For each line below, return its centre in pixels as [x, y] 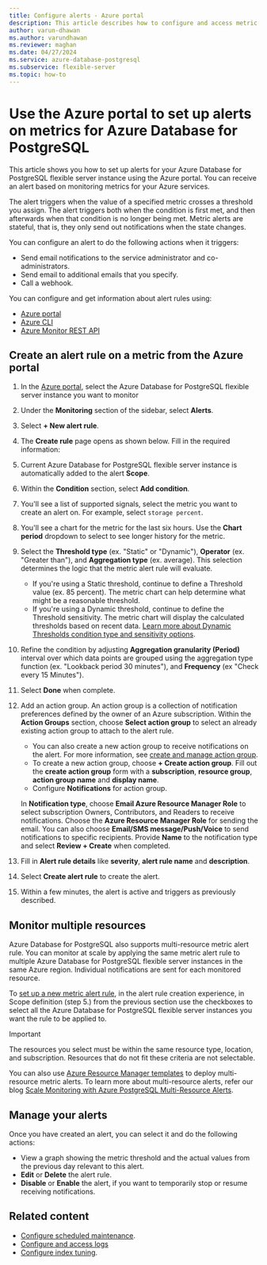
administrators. [45, 266]
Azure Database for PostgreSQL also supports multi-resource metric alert [129, 945]
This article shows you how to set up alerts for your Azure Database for [126, 169]
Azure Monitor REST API [60, 331]
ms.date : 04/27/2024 [43, 52]
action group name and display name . [95, 780]
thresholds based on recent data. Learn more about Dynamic [132, 626]
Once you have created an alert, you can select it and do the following [123, 1134]
